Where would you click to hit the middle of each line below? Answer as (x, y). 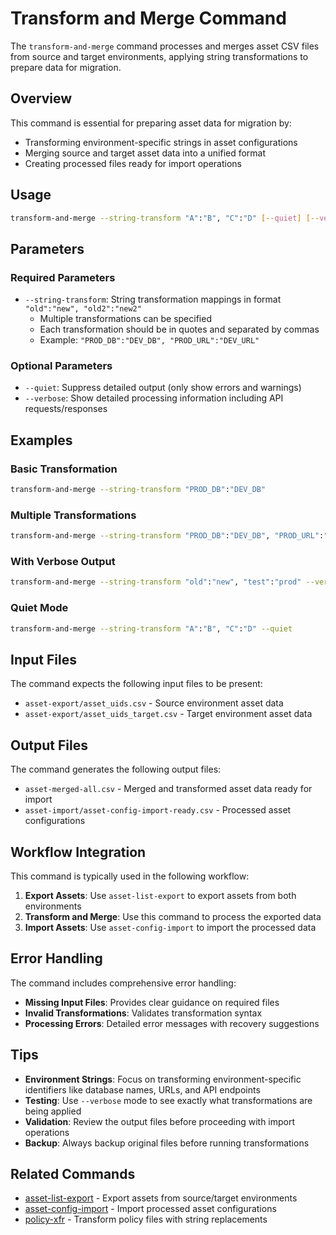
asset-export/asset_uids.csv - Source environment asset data (154, 703)
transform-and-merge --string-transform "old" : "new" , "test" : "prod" (156, 582)
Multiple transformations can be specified (125, 319)
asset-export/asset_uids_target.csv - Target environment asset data (168, 714)
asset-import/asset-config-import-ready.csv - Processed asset (158, 810)
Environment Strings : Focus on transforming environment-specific (163, 1079)
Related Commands (73, 1173)
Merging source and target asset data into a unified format (145, 153)
